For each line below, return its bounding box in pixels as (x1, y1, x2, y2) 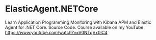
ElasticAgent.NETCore (5, 3, 99, 14)
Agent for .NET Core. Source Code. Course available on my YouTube (5, 24, 144, 30)
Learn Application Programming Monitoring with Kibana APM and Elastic (5, 19, 152, 25)
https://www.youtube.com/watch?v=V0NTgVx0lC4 (5, 29, 108, 35)
